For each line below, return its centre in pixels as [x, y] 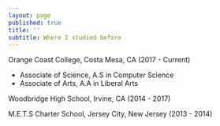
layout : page [30, 15]
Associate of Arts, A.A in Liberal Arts [79, 83]
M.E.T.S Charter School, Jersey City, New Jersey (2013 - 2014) [110, 114]
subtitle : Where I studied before [65, 37]
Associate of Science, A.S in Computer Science [97, 75]
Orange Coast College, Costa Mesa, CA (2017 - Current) [99, 60]
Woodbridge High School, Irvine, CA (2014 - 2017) [89, 98]
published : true [35, 23]
